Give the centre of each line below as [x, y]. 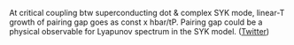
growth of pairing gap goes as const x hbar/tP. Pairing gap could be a [136, 22]
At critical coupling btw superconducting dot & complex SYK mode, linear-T [147, 13]
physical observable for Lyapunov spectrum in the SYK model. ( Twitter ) [139, 31]
